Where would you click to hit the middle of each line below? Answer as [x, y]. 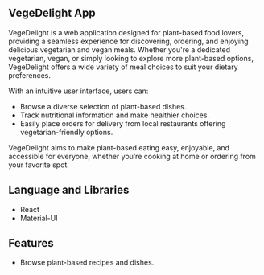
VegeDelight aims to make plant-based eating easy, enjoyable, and [119, 147]
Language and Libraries [69, 190]
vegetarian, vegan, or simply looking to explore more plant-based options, [131, 58]
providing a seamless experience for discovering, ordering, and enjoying [128, 41]
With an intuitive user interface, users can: [78, 91]
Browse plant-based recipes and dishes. [87, 263]
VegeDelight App [52, 13]
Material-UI [39, 218]
